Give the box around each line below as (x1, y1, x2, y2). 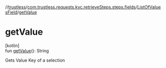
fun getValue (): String (5, 47, 49, 53)
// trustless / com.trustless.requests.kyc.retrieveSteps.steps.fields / (5, 4, 138, 10)
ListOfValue (137, 4, 161, 10)
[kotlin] (5, 43, 20, 48)
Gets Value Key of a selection (5, 57, 65, 63)
